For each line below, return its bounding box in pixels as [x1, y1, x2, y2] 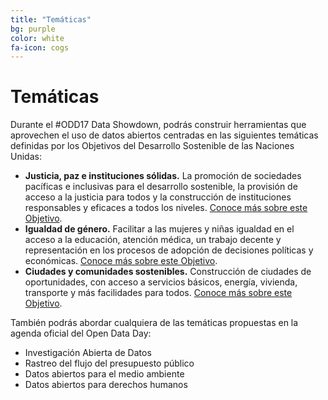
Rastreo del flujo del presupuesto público [24, 357, 195, 370]
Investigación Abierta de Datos [24, 347, 152, 359]
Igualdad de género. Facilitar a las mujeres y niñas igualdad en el [24, 223, 295, 235]
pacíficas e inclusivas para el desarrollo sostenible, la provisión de [24, 181, 298, 193]
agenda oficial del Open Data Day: [10, 327, 152, 340]
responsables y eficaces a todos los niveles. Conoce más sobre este [24, 202, 308, 214]
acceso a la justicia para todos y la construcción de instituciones [24, 191, 292, 203]
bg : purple [10, 24, 56, 34]
